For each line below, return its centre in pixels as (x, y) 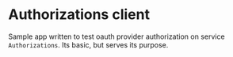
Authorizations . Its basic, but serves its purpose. (88, 44)
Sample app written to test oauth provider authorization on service (116, 36)
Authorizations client (79, 15)
